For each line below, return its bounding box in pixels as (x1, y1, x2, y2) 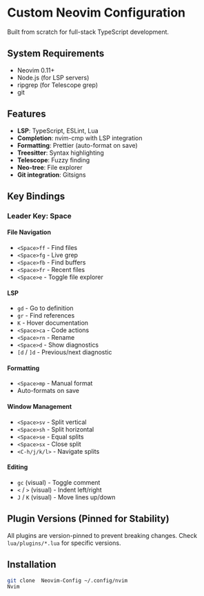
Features (7, 108, 46, 120)
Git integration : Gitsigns (17, 171, 86, 179)
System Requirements (7, 48, 105, 59)
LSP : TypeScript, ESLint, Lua (17, 126, 99, 135)
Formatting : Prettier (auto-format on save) (17, 141, 138, 149)
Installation (7, 559, 57, 570)
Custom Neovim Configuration (7, 5, 186, 21)
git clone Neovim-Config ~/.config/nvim (7, 577, 128, 584)
